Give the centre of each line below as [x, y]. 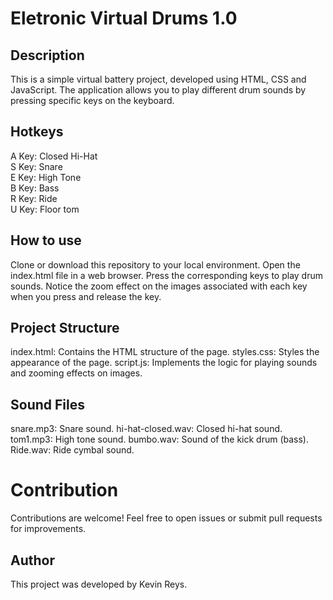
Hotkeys [37, 132]
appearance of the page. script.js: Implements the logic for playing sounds [164, 363]
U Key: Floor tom [45, 209]
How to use [46, 240]
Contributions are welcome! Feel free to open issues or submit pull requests [166, 518]
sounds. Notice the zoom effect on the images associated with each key [159, 286]
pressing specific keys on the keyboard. [92, 100]
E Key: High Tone [46, 177]
